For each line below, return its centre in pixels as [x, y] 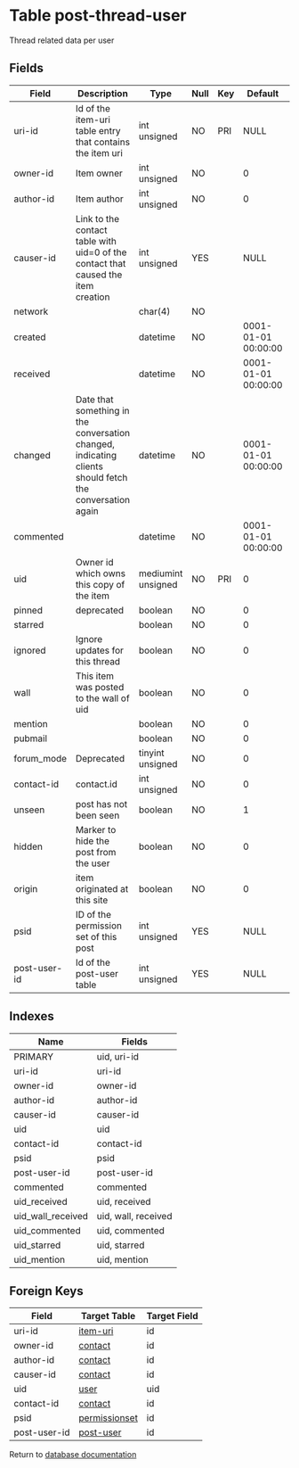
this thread [98, 661]
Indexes [32, 1016]
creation [93, 297]
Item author [100, 199]
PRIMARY [34, 1056]
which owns [101, 573]
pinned [28, 610]
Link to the [97, 219]
